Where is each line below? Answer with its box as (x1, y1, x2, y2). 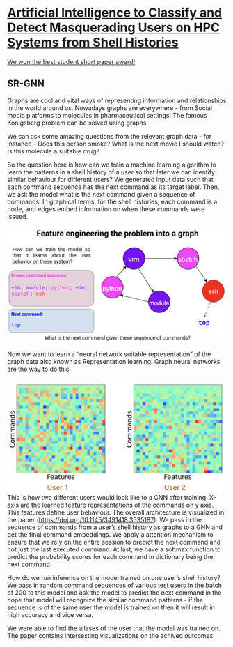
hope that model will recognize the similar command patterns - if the (7, 596, 204, 604)
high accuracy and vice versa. (7, 611, 94, 619)
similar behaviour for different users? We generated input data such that (7, 175, 214, 183)
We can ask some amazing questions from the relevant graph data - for (7, 132, 212, 140)
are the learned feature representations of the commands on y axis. (20, 501, 214, 510)
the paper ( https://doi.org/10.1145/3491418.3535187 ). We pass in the (7, 516, 202, 524)
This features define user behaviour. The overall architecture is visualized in (7, 508, 225, 517)
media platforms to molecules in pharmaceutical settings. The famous (7, 111, 207, 119)
